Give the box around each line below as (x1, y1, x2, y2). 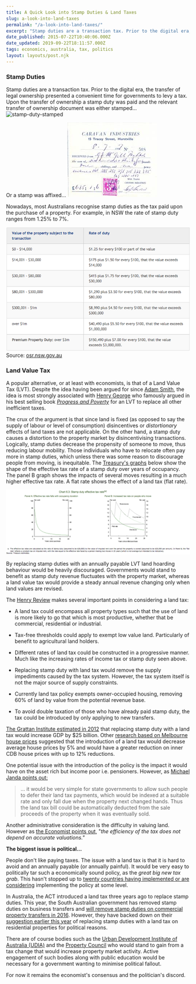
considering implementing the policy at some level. (6, 881, 128, 889)
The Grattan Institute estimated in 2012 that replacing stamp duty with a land (6, 725, 190, 732)
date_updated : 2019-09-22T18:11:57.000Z (6, 40, 106, 46)
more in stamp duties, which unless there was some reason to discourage (6, 453, 184, 460)
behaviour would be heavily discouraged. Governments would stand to (6, 566, 176, 573)
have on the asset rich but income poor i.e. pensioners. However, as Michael (6, 768, 190, 775)
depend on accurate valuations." (6, 834, 85, 841)
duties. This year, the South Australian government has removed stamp (6, 899, 177, 906)
